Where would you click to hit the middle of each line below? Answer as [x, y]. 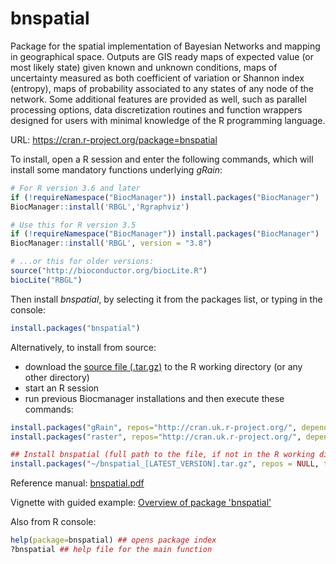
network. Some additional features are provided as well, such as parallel [158, 99]
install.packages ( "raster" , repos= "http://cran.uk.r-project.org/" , [156, 437]
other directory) [57, 377]
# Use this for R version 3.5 [73, 225]
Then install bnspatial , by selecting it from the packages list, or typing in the [166, 299]
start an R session [62, 388]
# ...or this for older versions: [82, 262]
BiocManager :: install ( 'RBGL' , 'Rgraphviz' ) [100, 207]
